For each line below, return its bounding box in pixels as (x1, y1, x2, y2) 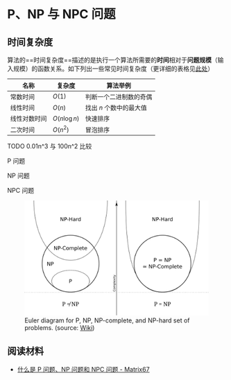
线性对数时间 (10, 114, 47, 123)
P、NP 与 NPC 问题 (7, 6, 116, 22)
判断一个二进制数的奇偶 (85, 92, 153, 101)
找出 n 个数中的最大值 (85, 103, 147, 112)
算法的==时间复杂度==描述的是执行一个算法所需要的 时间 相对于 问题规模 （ (7, 56, 219, 64)
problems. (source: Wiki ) (24, 324, 95, 331)
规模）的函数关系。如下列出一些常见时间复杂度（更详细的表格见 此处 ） (12, 64, 214, 73)
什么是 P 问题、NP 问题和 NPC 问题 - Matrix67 (17, 365, 151, 373)
